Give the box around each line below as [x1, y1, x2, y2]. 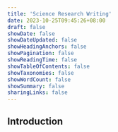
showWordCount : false [7, 76, 71, 83]
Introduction [7, 115, 64, 127]
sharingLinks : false [7, 89, 69, 96]
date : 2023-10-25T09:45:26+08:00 [7, 17, 106, 24]
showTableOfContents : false [7, 63, 90, 70]
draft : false [7, 23, 46, 30]
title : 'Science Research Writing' [7, 10, 112, 18]
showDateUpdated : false [7, 37, 78, 44]
